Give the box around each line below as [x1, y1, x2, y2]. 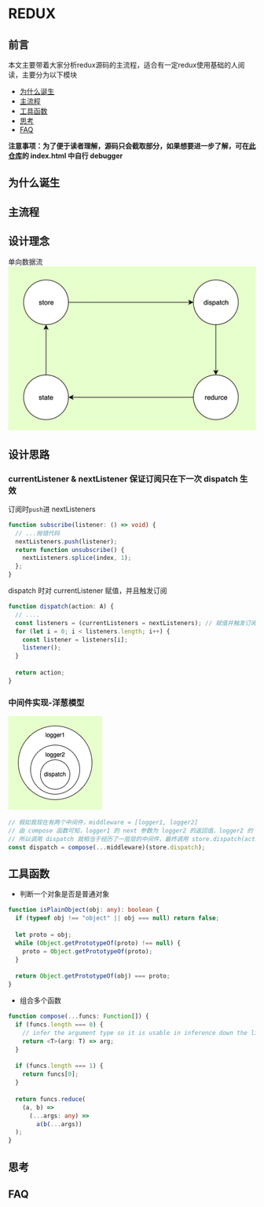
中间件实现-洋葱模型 [8, 697, 85, 708]
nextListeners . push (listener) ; [15, 537, 118, 546]
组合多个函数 [19, 996, 61, 1005]
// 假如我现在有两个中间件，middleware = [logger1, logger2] [8, 818, 199, 827]
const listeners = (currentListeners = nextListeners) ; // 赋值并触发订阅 [15, 619, 257, 627]
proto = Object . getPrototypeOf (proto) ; [22, 947, 153, 955]
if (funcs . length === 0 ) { [15, 1021, 104, 1029]
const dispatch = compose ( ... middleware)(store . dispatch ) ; [8, 843, 206, 851]
